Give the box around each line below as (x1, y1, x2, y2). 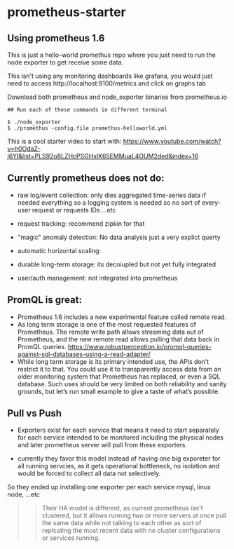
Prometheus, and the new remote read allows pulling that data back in (17, 334, 219, 344)
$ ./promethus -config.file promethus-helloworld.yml (7, 125, 168, 132)
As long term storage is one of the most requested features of (17, 320, 196, 328)
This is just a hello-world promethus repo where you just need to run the (7, 50, 216, 59)
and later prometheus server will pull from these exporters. (17, 441, 188, 449)
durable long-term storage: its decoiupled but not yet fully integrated (17, 260, 216, 269)
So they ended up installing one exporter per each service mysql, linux (7, 483, 212, 492)
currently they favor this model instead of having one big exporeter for (17, 454, 221, 463)
